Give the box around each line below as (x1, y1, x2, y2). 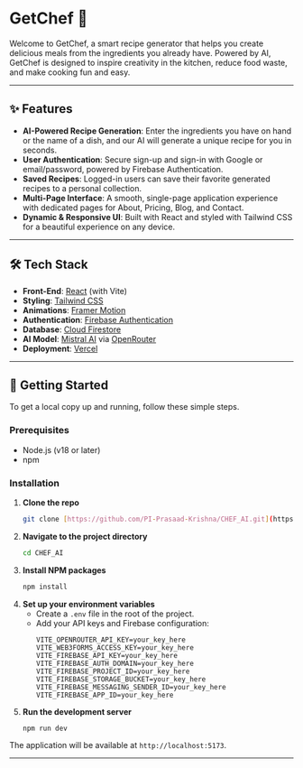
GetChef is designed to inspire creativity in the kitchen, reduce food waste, (9, 57, 289, 68)
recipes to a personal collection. (22, 182, 142, 193)
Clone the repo (22, 496, 79, 508)
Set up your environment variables (22, 598, 155, 609)
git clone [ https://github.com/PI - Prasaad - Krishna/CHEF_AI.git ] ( (22, 514, 273, 523)
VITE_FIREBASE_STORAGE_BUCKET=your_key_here (35, 674, 207, 684)
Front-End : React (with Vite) (22, 285, 128, 296)
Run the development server (22, 706, 133, 717)
